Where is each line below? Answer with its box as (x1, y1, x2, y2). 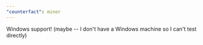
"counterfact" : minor (6, 8, 61, 15)
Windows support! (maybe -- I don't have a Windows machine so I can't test (6, 25, 197, 32)
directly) (6, 31, 27, 39)
